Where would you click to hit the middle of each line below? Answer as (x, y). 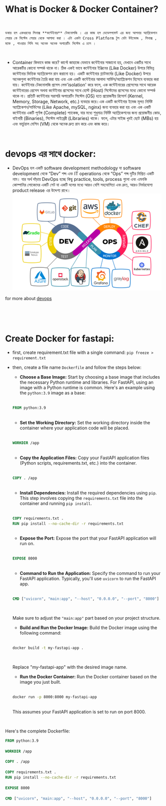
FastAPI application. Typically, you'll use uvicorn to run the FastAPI (88, 579)
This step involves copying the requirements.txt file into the (81, 498)
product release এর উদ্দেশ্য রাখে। (41, 190)
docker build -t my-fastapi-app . (48, 648)
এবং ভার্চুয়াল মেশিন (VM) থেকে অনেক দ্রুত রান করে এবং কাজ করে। (61, 124)
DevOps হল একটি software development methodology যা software (77, 168)
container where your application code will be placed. (75, 428)
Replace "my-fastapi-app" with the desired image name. (70, 667)
